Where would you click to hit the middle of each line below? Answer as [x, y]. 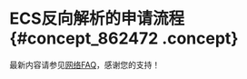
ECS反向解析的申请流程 [97, 19]
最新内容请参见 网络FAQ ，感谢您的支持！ [85, 64]
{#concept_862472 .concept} [124, 39]
